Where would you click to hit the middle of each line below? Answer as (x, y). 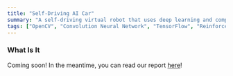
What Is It (24, 50)
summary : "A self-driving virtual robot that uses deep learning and (110, 20)
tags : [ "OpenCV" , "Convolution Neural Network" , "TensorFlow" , (101, 26)
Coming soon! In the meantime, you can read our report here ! (95, 65)
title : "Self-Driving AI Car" (51, 13)
